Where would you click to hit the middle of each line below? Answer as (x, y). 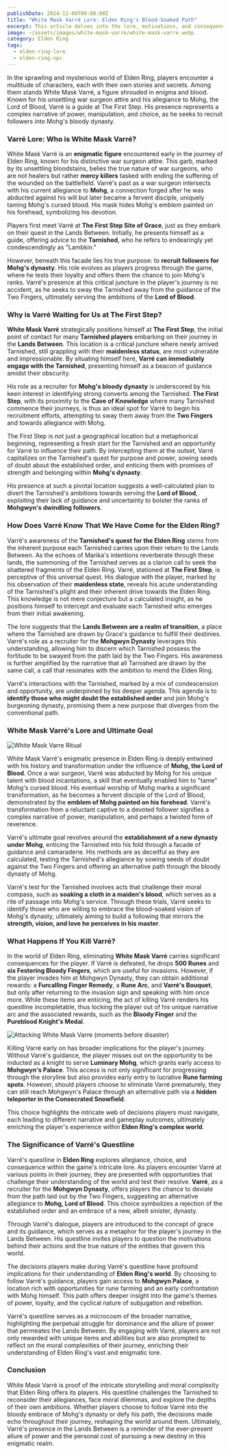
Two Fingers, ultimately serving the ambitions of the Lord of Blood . (101, 297)
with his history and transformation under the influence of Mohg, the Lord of (115, 765)
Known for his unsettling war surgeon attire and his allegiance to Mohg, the (113, 99)
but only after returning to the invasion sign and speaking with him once (108, 993)
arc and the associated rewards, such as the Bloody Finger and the (102, 1014)
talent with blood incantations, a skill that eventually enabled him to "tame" (112, 780)
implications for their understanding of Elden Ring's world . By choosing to (112, 1273)
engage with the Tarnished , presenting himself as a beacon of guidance (110, 366)
